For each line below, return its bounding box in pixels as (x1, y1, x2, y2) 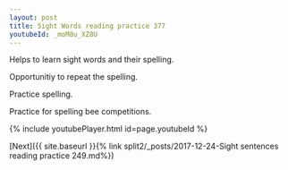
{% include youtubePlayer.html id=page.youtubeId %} (9, 123, 208, 134)
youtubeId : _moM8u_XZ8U (9, 30, 98, 38)
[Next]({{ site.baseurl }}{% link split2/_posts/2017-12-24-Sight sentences (9, 140, 279, 152)
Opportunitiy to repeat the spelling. (9, 72, 139, 82)
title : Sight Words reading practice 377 (9, 21, 166, 30)
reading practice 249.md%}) (9, 150, 114, 161)
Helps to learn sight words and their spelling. (9, 55, 174, 65)
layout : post (9, 13, 58, 22)
